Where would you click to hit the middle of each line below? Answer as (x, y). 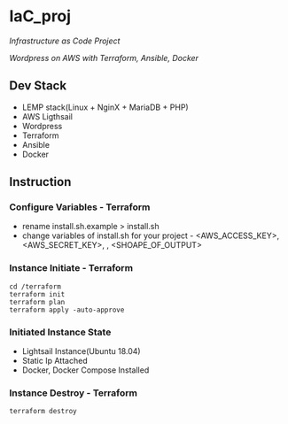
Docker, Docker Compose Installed (86, 370)
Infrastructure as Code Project (65, 41)
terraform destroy (43, 412)
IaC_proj (40, 16)
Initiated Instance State (60, 332)
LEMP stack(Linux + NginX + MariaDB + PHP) (105, 107)
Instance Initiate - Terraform (71, 268)
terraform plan (37, 302)
